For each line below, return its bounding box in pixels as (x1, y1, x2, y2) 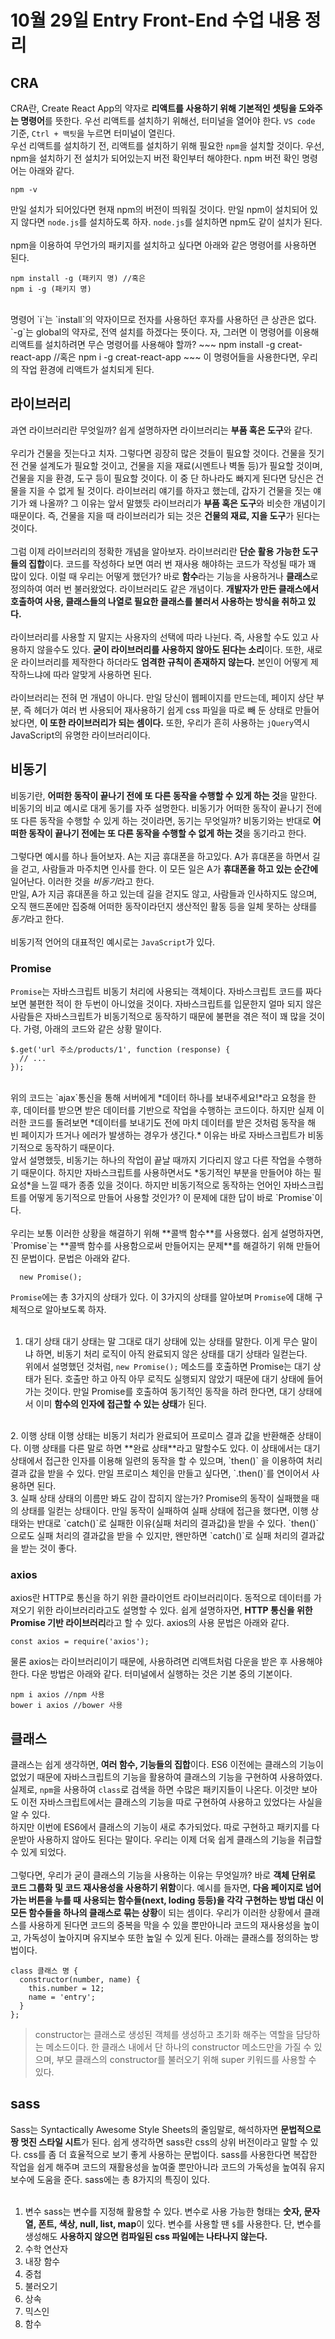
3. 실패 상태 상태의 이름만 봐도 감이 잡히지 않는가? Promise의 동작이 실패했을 (10, 1492, 310, 1504)
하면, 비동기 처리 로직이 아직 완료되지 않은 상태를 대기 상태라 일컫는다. (35, 1347, 308, 1360)
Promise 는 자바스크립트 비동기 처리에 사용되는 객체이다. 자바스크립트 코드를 (10, 985, 304, 997)
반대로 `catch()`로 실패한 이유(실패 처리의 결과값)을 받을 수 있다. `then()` (36, 1517, 320, 1529)
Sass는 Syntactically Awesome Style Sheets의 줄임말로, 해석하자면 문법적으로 (10, 2123, 322, 2135)
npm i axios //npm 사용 (10, 1690, 105, 1700)
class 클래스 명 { (10, 1966, 79, 1976)
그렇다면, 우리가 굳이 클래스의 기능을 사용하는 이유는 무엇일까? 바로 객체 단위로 (10, 1869, 316, 1881)
